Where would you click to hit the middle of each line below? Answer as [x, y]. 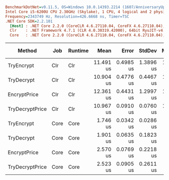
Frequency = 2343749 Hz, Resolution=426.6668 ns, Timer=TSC [67, 16]
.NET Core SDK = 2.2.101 [29, 21]
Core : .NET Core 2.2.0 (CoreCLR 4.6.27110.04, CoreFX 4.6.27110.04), [88, 35]
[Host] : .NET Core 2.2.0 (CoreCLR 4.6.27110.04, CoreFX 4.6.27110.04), [88, 26]
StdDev [148, 51]
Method [27, 51]
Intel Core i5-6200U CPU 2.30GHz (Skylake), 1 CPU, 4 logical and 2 [78, 12]
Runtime [78, 51]
